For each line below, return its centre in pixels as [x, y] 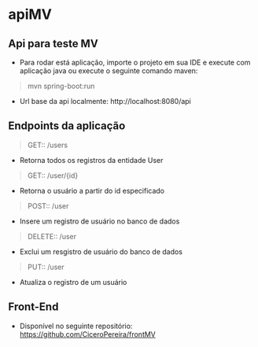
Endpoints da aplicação [67, 126]
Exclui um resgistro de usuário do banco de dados [101, 251]
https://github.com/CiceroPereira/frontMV [87, 334]
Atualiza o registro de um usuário [73, 282]
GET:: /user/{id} [53, 175]
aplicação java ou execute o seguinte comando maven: [109, 71]
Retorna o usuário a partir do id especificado [92, 190]
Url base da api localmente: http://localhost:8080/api [105, 101]
